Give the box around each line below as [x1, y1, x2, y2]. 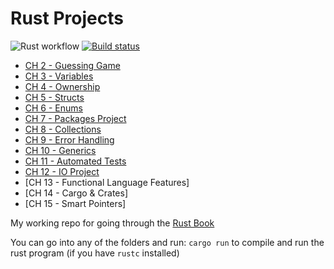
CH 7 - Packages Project [24, 112, 127, 124]
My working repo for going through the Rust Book [10, 217, 215, 229]
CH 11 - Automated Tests [24, 155, 127, 167]
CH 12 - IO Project [24, 165, 100, 177]
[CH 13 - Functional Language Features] [24, 176, 190, 188]
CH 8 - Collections [24, 123, 102, 135]
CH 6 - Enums [24, 102, 83, 114]
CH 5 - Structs [24, 91, 85, 103]
